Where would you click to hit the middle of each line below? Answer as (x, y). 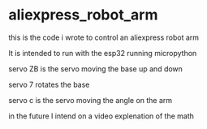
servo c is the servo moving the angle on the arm (91, 100)
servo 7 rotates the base (49, 84)
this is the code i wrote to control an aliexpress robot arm (104, 37)
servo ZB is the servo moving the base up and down (95, 69)
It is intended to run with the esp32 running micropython (103, 53)
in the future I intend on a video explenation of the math (101, 116)
